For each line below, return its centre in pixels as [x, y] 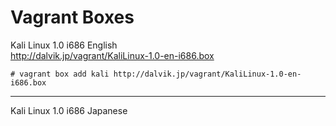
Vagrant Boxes [72, 17]
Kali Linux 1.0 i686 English [64, 45]
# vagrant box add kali [60, 74]
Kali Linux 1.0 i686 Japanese [69, 110]
